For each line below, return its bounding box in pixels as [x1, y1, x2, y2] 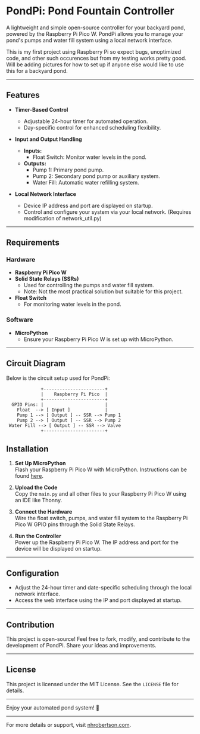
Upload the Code [14, 484, 58, 491]
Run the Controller [14, 533, 61, 540]
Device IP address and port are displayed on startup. [23, 202, 153, 209]
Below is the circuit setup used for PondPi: [6, 374, 110, 382]
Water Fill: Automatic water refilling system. [32, 179, 139, 186]
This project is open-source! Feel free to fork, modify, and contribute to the [6, 635, 190, 643]
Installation [6, 444, 49, 454]
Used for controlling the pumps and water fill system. [23, 282, 154, 289]
